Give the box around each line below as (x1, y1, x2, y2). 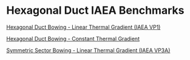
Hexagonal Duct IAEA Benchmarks (6, 4, 185, 17)
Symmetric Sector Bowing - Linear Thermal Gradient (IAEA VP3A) (6, 46, 171, 54)
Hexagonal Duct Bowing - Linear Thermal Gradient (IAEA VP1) (6, 23, 161, 31)
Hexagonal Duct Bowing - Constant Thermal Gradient (6, 35, 140, 42)
